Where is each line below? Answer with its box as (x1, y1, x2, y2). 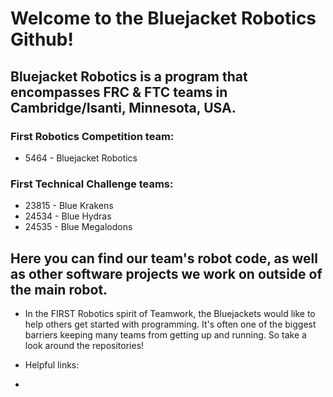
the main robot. (10, 281, 108, 298)
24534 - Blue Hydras (24, 210, 112, 222)
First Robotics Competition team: (10, 129, 175, 143)
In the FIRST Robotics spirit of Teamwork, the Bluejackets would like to (24, 307, 316, 319)
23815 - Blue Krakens (24, 200, 114, 212)
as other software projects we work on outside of (10, 265, 323, 282)
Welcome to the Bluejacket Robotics (10, 7, 317, 30)
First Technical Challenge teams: (10, 177, 174, 191)
